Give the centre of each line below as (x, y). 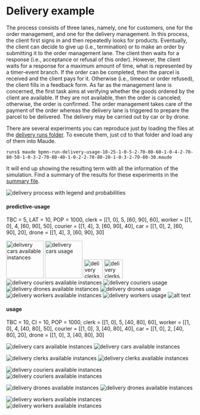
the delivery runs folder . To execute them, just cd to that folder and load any (99, 134)
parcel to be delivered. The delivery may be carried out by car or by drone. (98, 116)
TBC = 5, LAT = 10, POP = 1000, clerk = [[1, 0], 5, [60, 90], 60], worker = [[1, (99, 220)
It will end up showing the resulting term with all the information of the (92, 168)
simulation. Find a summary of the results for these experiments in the (92, 174)
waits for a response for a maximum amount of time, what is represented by (99, 66)
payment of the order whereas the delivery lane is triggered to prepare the (98, 110)
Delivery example (50, 11)
